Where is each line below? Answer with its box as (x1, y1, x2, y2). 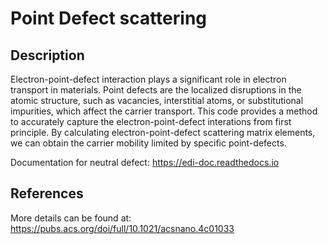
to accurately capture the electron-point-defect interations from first (10, 116, 292, 127)
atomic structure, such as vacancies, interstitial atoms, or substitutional (10, 95, 304, 106)
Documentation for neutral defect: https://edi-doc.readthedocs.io (10, 157, 280, 168)
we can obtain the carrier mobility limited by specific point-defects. (10, 137, 287, 149)
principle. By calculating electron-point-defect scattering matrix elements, (10, 127, 316, 138)
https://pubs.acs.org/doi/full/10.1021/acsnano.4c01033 (10, 222, 235, 234)
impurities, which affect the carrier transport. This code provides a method (10, 105, 318, 117)
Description (10, 47, 85, 64)
